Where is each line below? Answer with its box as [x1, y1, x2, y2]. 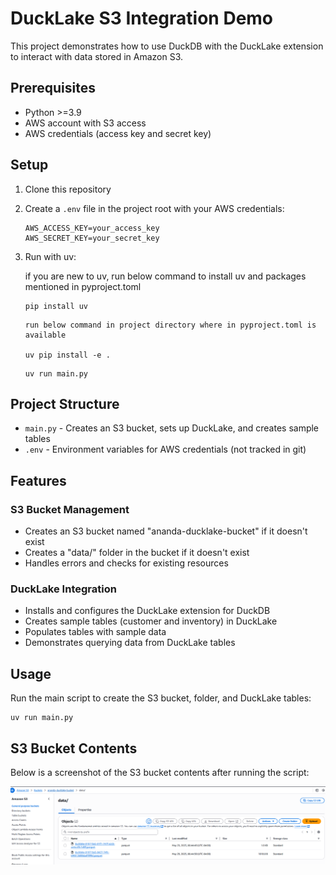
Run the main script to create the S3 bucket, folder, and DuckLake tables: [10, 692, 312, 704]
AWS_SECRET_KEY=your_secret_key [24, 233, 160, 243]
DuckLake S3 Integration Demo [10, 7, 274, 30]
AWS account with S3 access [24, 117, 147, 129]
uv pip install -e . [24, 350, 111, 360]
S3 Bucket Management [10, 502, 130, 516]
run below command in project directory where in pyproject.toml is [24, 320, 317, 330]
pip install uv [24, 301, 89, 311]
